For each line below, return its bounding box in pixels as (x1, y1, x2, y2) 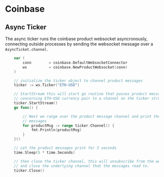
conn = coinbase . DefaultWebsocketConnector (22, 60, 128, 65)
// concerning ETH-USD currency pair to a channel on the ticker (14, 96, 150, 101)
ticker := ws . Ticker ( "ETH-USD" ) (14, 83, 80, 88)
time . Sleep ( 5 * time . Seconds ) (14, 150, 76, 155)
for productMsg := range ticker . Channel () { (22, 123, 115, 128)
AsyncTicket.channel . (5, 46, 48, 52)
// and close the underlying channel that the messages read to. (14, 163, 150, 168)
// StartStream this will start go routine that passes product (14, 91, 147, 96)
